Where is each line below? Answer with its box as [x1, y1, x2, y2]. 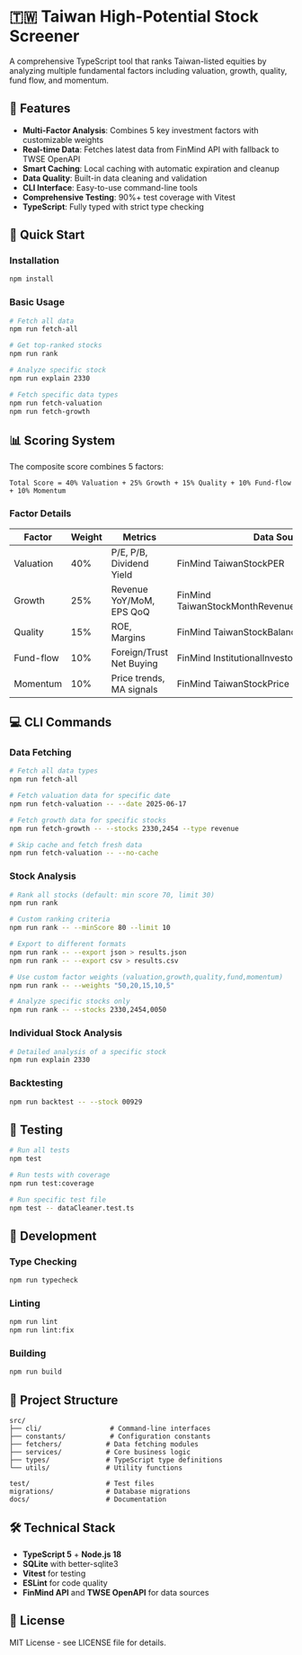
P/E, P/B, [111, 546, 148, 559]
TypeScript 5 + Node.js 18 [22, 1549, 122, 1560]
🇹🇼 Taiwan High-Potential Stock [9, 6, 259, 27]
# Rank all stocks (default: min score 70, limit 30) [9, 890, 216, 899]
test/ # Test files [9, 1480, 155, 1489]
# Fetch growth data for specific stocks [9, 816, 167, 825]
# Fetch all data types [9, 766, 99, 775]
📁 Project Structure [9, 1392, 119, 1408]
